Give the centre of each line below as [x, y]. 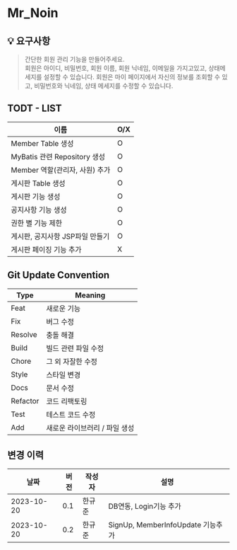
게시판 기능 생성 [36, 196]
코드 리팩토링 [66, 401]
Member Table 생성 [42, 143]
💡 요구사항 [29, 41]
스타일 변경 [63, 374]
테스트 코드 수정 [71, 414]
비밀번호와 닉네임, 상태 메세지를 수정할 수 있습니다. [104, 86]
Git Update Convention [59, 275]
